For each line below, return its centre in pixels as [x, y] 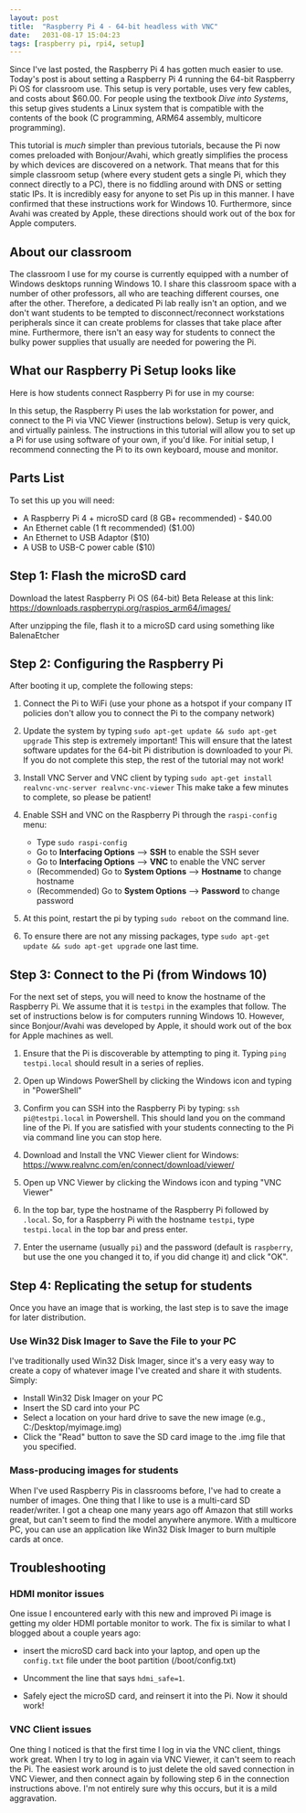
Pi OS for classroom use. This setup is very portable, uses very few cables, [151, 89]
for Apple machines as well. [62, 1035]
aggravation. [33, 1797]
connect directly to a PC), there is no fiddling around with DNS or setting [146, 185]
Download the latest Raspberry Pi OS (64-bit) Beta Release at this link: [142, 598]
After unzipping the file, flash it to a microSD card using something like [142, 625]
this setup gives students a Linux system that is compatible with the [137, 108]
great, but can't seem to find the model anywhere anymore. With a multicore [153, 1519]
